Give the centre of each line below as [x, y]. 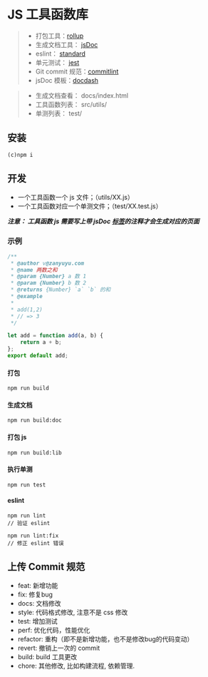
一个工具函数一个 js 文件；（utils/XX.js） [76, 197]
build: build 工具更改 [47, 656]
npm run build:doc [35, 421]
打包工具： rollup [59, 36]
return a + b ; [41, 342]
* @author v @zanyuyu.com [47, 263]
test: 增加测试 [38, 621]
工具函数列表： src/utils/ [71, 104]
